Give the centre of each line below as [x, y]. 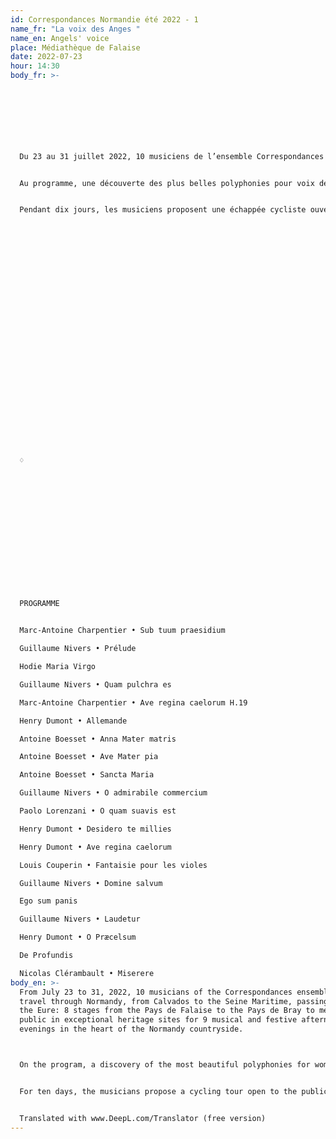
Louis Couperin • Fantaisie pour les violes [113, 865]
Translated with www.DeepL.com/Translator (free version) [143, 1118]
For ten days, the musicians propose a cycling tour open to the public [174, 1091]
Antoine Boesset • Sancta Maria [87, 775]
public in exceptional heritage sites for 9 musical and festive [158, 1020]
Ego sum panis [48, 901]
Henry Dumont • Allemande [73, 721]
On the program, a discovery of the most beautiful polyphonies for [165, 1065]
